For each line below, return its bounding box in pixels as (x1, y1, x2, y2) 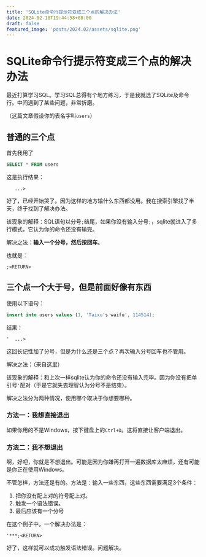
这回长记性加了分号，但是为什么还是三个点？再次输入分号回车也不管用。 (6, 348, 189, 355)
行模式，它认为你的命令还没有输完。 (6, 225, 98, 233)
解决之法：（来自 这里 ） (6, 360, 63, 368)
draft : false (6, 20, 40, 26)
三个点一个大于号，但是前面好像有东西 (6, 282, 151, 292)
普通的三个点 (6, 131, 55, 142)
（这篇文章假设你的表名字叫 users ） (6, 112, 96, 120)
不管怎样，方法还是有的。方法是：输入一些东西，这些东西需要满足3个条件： (6, 479, 198, 486)
